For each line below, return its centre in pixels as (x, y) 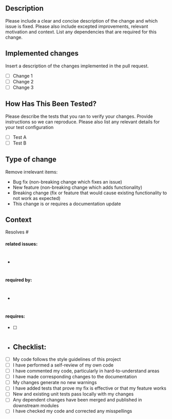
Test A (20, 137)
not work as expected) (36, 198)
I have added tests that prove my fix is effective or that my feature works (90, 388)
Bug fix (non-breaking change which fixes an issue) (67, 181)
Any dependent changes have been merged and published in (77, 400)
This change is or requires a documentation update (67, 204)
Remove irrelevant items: (32, 172)
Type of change (31, 160)
